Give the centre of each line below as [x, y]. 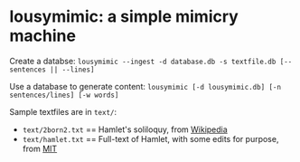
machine [43, 36]
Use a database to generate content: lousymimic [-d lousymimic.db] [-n [145, 86]
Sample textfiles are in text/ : [63, 111]
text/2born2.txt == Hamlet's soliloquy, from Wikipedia [125, 129]
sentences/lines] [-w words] [64, 95]
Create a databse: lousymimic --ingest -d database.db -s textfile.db [143, 61]
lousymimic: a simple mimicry [124, 17]
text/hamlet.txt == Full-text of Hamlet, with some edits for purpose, [150, 138]
